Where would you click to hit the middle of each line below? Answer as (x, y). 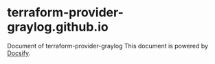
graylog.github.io (58, 27)
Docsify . (19, 53)
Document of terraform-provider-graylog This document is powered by (107, 46)
